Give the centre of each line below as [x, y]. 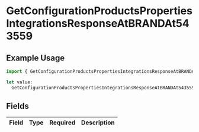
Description [98, 123]
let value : [20, 82]
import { [17, 72]
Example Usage [36, 58]
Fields [18, 106]
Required [62, 123]
